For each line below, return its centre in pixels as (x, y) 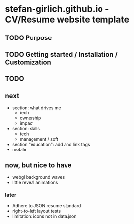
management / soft (39, 139)
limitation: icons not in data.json (44, 216)
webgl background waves (38, 177)
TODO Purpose (29, 38)
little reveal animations (35, 182)
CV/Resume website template (67, 19)
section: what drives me (36, 108)
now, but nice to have (38, 165)
